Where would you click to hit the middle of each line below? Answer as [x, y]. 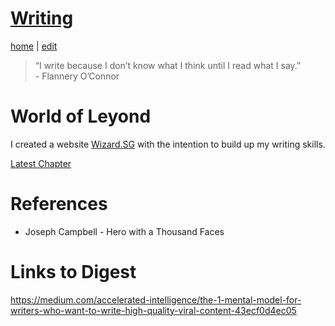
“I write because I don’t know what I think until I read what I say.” [168, 65]
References [59, 204]
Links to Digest [73, 272]
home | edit [34, 46]
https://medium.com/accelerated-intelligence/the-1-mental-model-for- [156, 299]
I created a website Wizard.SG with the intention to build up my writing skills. [168, 144]
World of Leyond [81, 116]
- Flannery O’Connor [77, 76]
